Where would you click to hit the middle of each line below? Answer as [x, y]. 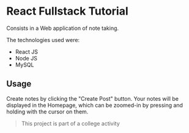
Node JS [26, 58]
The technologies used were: [43, 40]
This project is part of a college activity [71, 123]
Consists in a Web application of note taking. [63, 28]
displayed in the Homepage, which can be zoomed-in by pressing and [95, 105]
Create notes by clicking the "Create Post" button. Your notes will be [93, 98]
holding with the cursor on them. [47, 112]
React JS [27, 52]
